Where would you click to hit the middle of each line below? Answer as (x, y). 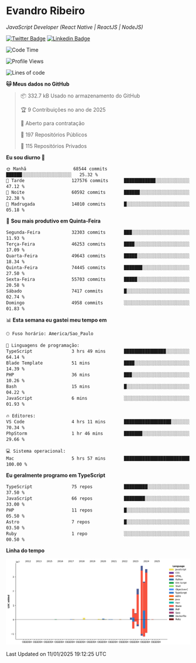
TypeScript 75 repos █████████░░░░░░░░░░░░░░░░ (98, 487)
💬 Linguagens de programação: (43, 345)
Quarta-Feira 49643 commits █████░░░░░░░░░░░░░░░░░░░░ (98, 256)
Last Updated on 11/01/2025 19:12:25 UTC (56, 654)
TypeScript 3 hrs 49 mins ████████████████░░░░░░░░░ (98, 351)
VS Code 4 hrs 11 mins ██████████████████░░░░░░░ (98, 422)
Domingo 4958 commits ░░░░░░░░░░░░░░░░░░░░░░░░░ (98, 303)
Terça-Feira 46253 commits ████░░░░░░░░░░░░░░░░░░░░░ (98, 244)
